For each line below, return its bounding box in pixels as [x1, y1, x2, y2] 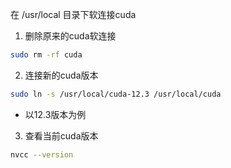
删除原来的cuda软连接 [24, 30, 117, 42]
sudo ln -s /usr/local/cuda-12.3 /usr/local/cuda [10, 89, 222, 99]
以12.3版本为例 [24, 108, 87, 120]
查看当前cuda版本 [24, 129, 99, 142]
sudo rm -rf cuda [10, 50, 83, 60]
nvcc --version [10, 149, 74, 160]
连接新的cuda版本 [24, 69, 99, 81]
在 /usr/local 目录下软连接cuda [10, 9, 137, 20]
